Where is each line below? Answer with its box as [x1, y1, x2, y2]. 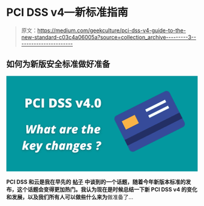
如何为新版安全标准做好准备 [6, 59, 110, 70]
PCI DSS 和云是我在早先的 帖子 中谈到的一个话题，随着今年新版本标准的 [6, 178, 186, 185]
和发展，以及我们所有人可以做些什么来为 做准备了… [6, 193, 134, 201]
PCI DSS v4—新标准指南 [6, 5, 129, 19]
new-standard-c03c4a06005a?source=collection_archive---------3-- [21, 33, 196, 41]
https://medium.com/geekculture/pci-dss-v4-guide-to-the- [37, 27, 186, 34]
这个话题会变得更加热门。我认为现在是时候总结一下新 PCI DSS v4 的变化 [16, 185, 197, 193]
